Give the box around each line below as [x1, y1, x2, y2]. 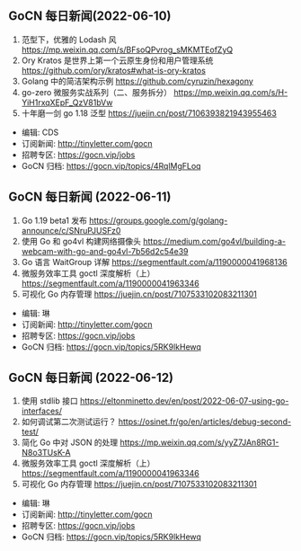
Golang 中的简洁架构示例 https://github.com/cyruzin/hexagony [21, 76, 253, 86]
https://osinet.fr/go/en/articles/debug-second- [118, 416, 292, 427]
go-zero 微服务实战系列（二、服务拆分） [21, 86, 173, 97]
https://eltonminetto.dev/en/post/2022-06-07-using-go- [79, 395, 289, 406]
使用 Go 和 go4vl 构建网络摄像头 [21, 236, 141, 246]
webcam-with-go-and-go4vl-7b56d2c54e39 [21, 245, 190, 256]
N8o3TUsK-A [21, 448, 71, 458]
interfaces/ [21, 405, 62, 416]
